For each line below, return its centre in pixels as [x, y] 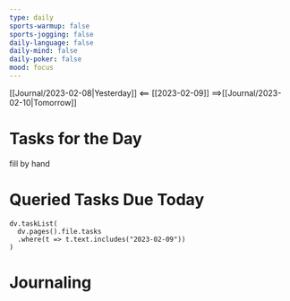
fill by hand [30, 163]
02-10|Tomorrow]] [43, 102]
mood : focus [31, 68]
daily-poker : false [46, 59]
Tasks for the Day [76, 139]
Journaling [51, 282]
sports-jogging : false [51, 34]
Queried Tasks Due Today [107, 200]
